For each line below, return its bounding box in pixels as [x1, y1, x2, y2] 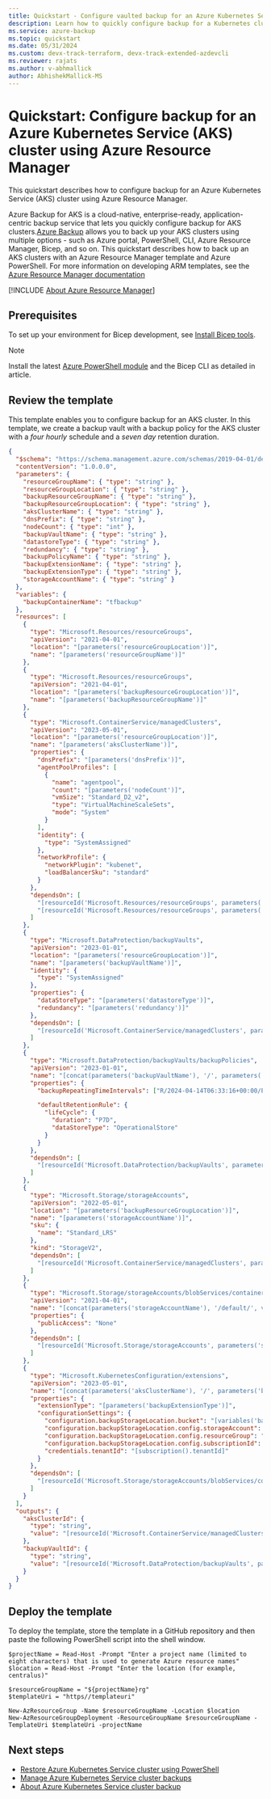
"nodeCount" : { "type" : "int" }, [23, 522, 135, 530]
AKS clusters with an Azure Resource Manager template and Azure [8, 252, 231, 262]
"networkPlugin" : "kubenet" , [44, 861, 143, 869]
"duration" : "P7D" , [51, 1117, 117, 1125]
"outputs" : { [15, 1507, 60, 1515]
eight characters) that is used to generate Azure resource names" [8, 1658, 240, 1666]
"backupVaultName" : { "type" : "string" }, [23, 530, 168, 538]
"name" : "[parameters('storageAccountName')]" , [29, 1214, 194, 1222]
